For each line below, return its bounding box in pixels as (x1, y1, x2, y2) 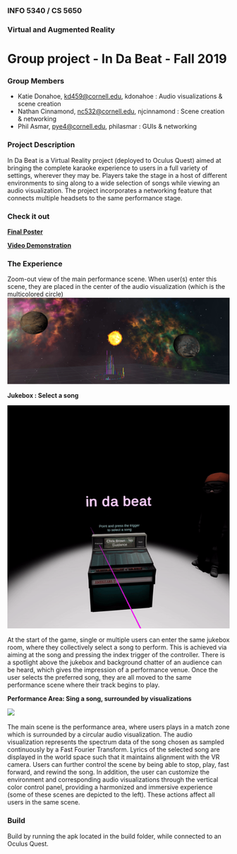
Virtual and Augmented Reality (7, 24, 115, 34)
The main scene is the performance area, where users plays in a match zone (7, 723, 230, 731)
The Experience (7, 258, 63, 268)
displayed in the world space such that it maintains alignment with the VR (7, 753, 220, 761)
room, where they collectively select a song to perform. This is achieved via (7, 643, 227, 651)
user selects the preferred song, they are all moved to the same (7, 673, 192, 682)
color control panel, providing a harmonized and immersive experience (7, 783, 213, 792)
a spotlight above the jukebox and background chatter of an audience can (7, 658, 222, 667)
